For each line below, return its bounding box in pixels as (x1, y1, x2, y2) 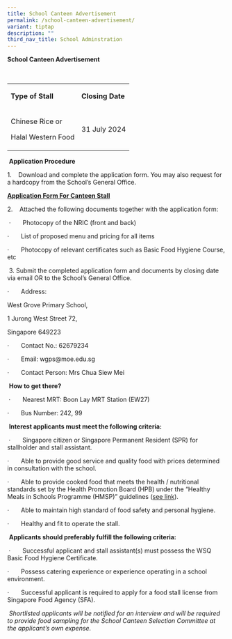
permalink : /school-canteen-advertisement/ (7, 17, 135, 24)
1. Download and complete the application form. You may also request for (7, 171, 222, 179)
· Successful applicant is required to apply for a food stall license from (7, 588, 218, 596)
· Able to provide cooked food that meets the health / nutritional (7, 478, 199, 486)
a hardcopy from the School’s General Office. (7, 178, 137, 187)
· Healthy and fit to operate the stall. (7, 520, 120, 528)
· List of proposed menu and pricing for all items (7, 232, 155, 240)
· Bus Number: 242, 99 (7, 409, 83, 417)
